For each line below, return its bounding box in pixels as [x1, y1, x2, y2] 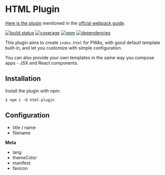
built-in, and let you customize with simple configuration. [5, 45, 122, 51]
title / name [12, 124, 36, 130]
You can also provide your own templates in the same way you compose [5, 54, 154, 61]
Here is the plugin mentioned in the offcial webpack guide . [5, 20, 125, 26]
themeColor [12, 154, 37, 160]
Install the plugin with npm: [5, 88, 61, 94]
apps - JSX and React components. [5, 60, 78, 66]
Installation [5, 74, 41, 83]
